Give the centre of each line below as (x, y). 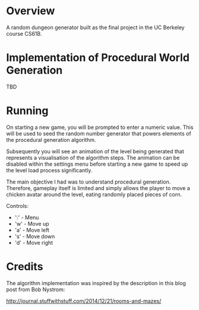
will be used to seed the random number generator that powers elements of (99, 133)
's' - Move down (35, 236)
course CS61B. (24, 33)
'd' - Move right (34, 242)
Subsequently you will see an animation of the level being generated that (95, 151)
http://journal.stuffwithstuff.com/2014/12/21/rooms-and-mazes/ (84, 300)
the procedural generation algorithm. (51, 140)
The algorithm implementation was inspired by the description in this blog (96, 283)
